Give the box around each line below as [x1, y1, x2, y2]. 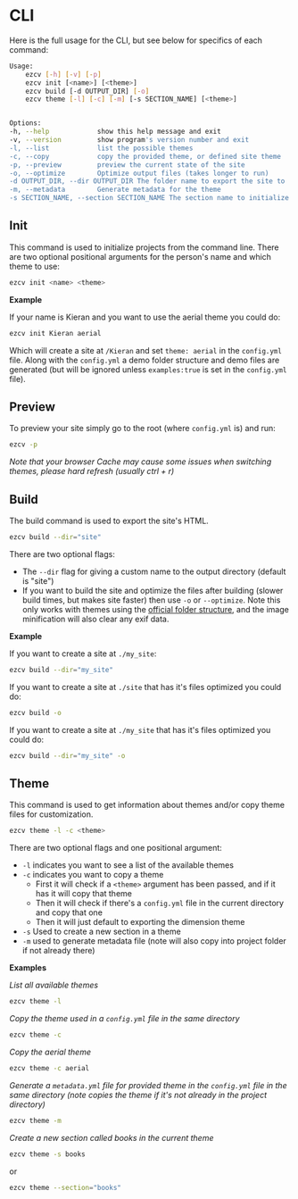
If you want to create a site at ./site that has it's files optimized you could [9, 681, 282, 692]
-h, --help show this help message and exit [9, 127, 221, 137]
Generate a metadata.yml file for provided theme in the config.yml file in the [9, 1079, 287, 1090]
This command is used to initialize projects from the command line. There [9, 242, 279, 253]
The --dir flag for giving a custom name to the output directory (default [21, 566, 286, 577]
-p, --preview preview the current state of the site [9, 160, 245, 170]
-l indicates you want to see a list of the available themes [21, 860, 235, 870]
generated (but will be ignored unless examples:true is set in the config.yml [9, 363, 287, 375]
